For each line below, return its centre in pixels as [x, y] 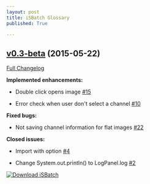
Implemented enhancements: [45, 80]
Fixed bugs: [22, 116]
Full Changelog [25, 68]
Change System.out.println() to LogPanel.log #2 [75, 163]
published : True [27, 23]
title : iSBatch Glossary [38, 18]
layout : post [23, 12]
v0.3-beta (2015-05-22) [53, 53]
